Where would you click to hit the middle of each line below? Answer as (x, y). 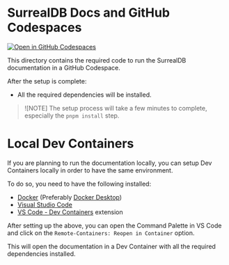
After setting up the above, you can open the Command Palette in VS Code (114, 225)
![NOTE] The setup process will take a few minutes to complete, (116, 108)
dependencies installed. (41, 254)
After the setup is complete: (47, 81)
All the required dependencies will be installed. (84, 95)
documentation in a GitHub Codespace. (64, 67)
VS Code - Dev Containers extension (70, 212)
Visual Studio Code (45, 204)
